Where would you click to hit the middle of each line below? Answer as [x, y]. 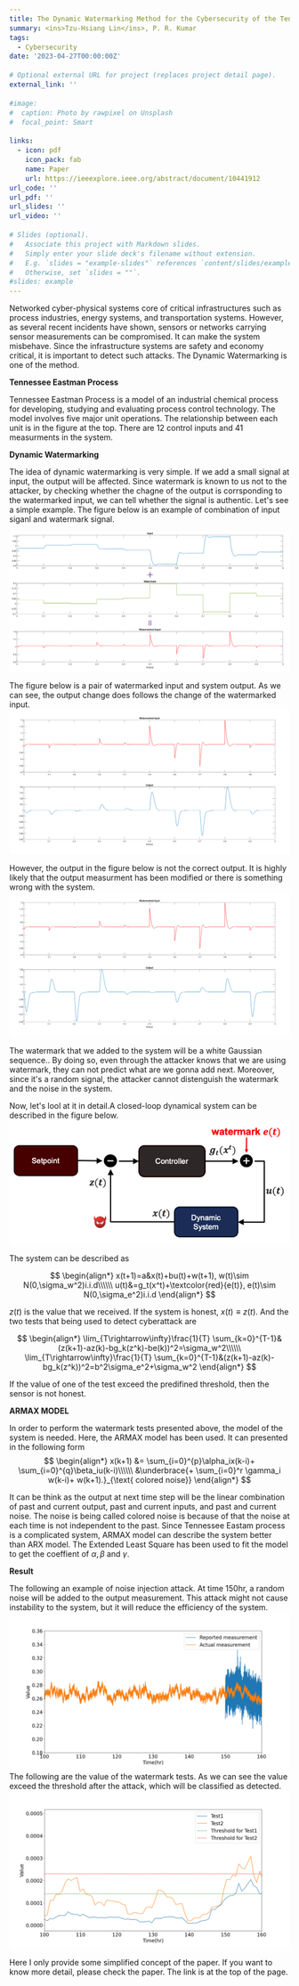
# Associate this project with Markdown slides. [105, 244]
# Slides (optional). [49, 235]
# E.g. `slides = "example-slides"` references [103, 263]
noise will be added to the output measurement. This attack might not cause [149, 1598]
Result [21, 1571]
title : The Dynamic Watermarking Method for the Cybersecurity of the [143, 19]
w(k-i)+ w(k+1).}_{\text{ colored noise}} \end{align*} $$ [149, 1480]
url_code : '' [33, 188]
